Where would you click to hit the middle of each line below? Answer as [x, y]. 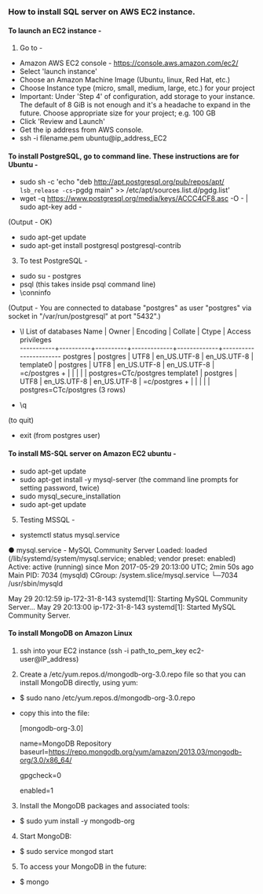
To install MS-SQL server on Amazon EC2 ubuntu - [92, 453]
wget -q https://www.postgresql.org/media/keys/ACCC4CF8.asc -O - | [134, 199]
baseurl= [34, 751]
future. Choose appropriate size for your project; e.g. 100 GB [117, 113]
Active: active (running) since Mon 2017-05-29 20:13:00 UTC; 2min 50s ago [131, 567]
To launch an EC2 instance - [55, 31]
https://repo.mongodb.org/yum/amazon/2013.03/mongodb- [145, 751]
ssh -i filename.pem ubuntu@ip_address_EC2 [93, 138]
